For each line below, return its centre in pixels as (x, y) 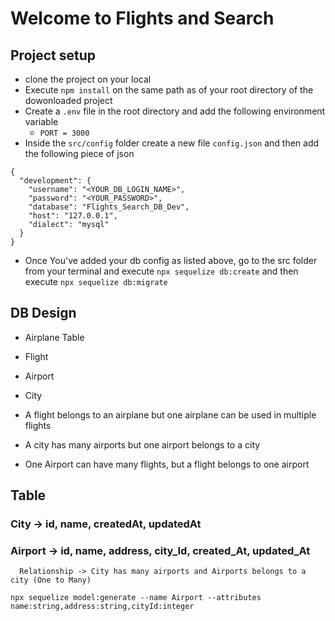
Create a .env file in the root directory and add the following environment (175, 111)
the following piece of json (79, 153)
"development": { (55, 181)
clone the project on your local (88, 79)
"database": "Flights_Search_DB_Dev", (109, 207)
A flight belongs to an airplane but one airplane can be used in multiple (170, 414)
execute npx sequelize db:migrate (96, 281)
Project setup (53, 55)
